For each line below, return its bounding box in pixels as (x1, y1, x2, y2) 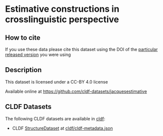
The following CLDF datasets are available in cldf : (5, 115, 106, 121)
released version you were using (5, 52, 71, 57)
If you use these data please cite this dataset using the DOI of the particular (5, 47, 158, 52)
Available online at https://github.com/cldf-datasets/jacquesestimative (5, 88, 147, 94)
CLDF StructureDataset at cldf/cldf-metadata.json (12, 125, 113, 131)
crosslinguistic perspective (5, 14, 119, 25)
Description (5, 66, 42, 74)
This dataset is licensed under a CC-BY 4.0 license (5, 79, 108, 84)
